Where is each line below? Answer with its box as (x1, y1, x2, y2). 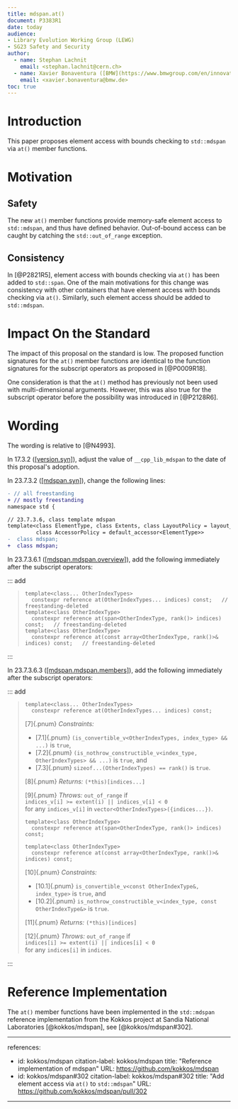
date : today (7, 23, 42, 30)
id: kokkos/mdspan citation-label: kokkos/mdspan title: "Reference (17, 1057, 212, 1065)
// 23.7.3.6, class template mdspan (7, 516, 115, 523)
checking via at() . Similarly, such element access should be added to (7, 294, 211, 301)
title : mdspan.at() (7, 10, 65, 18)
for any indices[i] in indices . (24, 945, 112, 954)
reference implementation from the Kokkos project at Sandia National (7, 1015, 209, 1023)
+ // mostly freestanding (7, 496, 84, 503)
